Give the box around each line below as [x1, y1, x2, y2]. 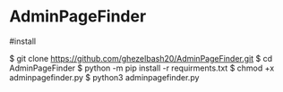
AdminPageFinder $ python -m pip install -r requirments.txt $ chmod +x [9, 63, 275, 73]
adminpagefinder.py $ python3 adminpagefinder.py [9, 71, 200, 82]
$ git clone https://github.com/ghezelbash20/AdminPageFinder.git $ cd [9, 53, 273, 63]
